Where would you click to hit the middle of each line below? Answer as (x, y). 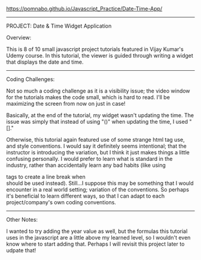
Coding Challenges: (31, 79)
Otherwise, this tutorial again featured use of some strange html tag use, (95, 140)
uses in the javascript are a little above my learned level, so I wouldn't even (98, 237)
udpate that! (21, 250)
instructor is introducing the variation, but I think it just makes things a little (98, 152)
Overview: (19, 38)
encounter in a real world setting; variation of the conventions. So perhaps (98, 189)
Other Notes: (22, 219)
